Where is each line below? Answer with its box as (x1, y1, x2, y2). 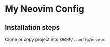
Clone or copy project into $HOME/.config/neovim (5, 36, 105, 42)
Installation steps (5, 23, 60, 32)
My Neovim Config (5, 3, 85, 15)
